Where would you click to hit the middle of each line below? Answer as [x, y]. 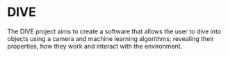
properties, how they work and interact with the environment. [95, 46]
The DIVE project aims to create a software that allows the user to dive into [114, 31]
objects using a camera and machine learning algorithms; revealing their [111, 38]
